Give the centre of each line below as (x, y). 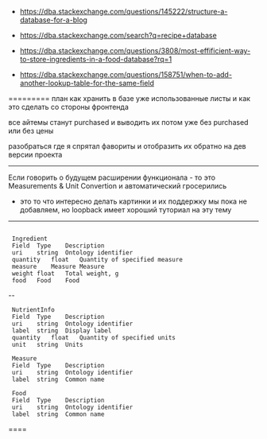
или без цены (31, 131)
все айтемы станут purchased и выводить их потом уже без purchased (128, 122)
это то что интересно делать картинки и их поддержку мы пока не (133, 201)
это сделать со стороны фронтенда (68, 107)
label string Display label (62, 331)
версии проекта (35, 155)
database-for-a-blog (53, 20)
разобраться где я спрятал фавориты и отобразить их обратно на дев (127, 146)
